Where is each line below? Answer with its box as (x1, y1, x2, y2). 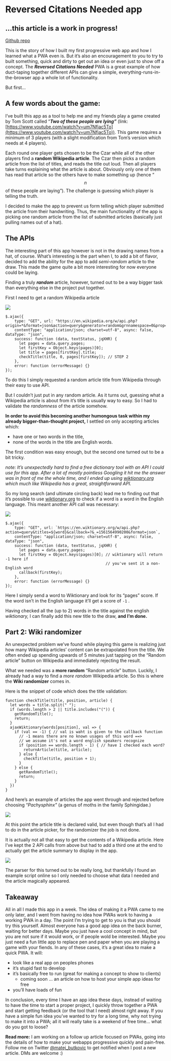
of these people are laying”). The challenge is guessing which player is (5, 188, 154, 194)
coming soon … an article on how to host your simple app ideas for (20, 976, 160, 982)
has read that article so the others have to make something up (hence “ (5, 171, 155, 177)
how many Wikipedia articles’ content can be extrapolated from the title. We (5, 647, 164, 653)
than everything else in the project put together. (5, 285, 105, 291)
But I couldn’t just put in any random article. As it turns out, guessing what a (5, 392, 164, 398)
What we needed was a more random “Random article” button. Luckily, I (5, 667, 157, 674)
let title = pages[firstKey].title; (18, 350, 97, 355)
